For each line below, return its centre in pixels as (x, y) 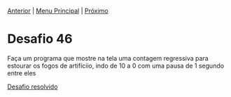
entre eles (22, 73)
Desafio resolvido (33, 87)
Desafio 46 (40, 39)
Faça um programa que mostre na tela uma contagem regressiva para (108, 58)
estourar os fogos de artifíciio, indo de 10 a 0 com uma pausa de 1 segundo (116, 66)
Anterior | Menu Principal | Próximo (58, 11)
